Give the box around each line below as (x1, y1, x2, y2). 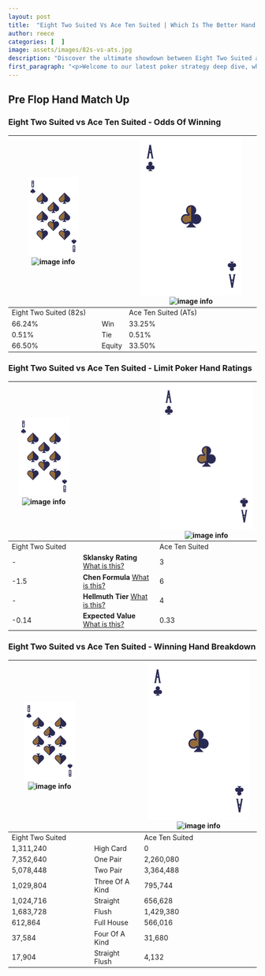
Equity (101, 341, 122, 351)
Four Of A (94, 929, 125, 938)
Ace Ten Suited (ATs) (129, 308, 197, 318)
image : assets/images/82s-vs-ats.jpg (8, 46, 132, 55)
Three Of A (94, 876, 130, 886)
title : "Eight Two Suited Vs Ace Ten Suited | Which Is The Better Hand (8, 21, 256, 29)
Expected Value (82, 611, 136, 620)
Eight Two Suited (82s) (11, 308, 87, 318)
